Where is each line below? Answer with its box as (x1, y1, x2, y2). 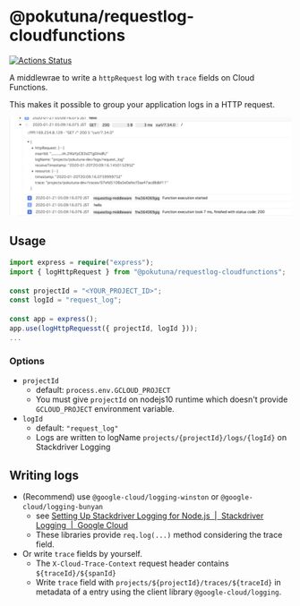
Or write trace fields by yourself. (21, 548, 143, 559)
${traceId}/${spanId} (35, 568, 116, 578)
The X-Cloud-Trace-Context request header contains (35, 558, 230, 568)
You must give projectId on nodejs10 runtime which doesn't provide (35, 394, 288, 405)
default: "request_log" (35, 422, 119, 433)
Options (9, 354, 45, 367)
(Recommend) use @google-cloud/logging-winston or (21, 491, 219, 502)
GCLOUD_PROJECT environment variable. (35, 404, 175, 414)
